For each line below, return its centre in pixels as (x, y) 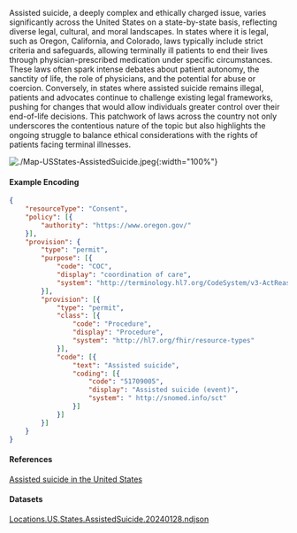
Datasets (26, 499)
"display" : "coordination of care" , (124, 275)
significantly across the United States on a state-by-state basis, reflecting (143, 22)
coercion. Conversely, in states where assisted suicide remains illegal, (137, 88)
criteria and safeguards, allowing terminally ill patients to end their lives (138, 50)
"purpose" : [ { (67, 259)
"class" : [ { (78, 316)
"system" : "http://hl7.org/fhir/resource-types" (163, 341)
